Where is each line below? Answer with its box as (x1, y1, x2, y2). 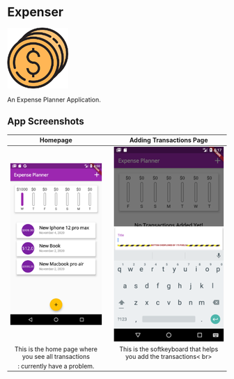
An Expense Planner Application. (7, 95, 101, 104)
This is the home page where (14, 345, 97, 353)
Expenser (7, 4, 64, 20)
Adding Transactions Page (129, 136, 208, 145)
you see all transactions (22, 352, 91, 360)
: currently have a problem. (17, 362, 95, 370)
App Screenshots (7, 115, 85, 127)
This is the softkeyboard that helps (119, 345, 219, 353)
